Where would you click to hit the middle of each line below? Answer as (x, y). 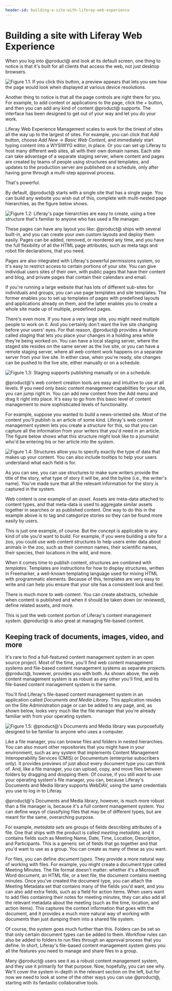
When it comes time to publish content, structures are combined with (78, 562)
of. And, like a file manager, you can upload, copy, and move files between (84, 769)
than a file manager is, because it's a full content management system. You (85, 806)
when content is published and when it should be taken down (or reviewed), (85, 600)
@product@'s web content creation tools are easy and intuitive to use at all (85, 382)
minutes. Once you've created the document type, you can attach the (79, 881)
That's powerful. (23, 183)
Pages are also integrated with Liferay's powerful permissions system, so (83, 261)
